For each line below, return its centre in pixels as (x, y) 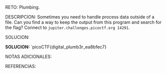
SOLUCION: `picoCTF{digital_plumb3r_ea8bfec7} (56, 47)
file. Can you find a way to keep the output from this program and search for (83, 22)
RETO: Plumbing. (22, 7)
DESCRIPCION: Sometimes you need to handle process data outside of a (80, 17)
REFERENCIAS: (21, 66)
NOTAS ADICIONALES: (29, 56)
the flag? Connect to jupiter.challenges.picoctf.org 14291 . (68, 27)
